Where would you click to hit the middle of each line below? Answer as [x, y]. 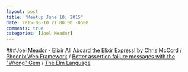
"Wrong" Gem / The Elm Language [48, 63]
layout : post [22, 12]
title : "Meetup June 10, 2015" [45, 17]
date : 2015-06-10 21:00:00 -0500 [47, 22]
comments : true [25, 28]
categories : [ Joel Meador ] [39, 34]
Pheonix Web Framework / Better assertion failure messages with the [91, 57]
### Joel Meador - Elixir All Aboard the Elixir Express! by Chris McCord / [94, 50]
